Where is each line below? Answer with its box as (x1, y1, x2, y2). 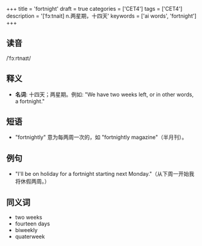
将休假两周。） (15, 178, 50, 185)
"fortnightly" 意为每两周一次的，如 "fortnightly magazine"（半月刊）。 (15, 134, 187, 141)
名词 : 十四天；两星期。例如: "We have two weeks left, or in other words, (15, 91, 194, 98)
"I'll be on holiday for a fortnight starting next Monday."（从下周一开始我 (15, 170, 195, 178)
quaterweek (15, 233, 45, 241)
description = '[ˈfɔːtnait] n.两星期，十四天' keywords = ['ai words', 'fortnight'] (6, 12, 197, 19)
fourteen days (15, 220, 50, 227)
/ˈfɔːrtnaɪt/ (6, 54, 31, 62)
